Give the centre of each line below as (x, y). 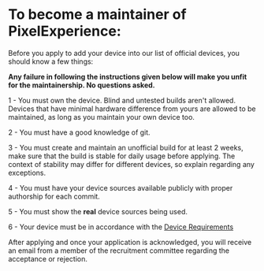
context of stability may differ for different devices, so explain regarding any (131, 164)
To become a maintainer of (97, 15)
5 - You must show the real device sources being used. (98, 211)
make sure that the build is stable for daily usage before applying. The (122, 156)
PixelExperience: (65, 31)
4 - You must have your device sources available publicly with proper (121, 187)
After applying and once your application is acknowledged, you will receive (130, 242)
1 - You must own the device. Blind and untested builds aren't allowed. (122, 100)
